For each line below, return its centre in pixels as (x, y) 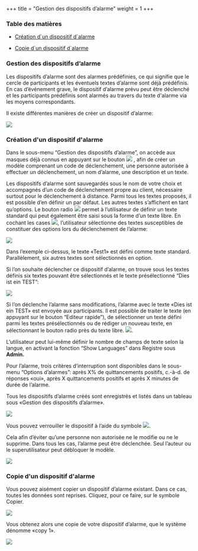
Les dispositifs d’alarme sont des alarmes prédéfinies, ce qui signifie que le (98, 76)
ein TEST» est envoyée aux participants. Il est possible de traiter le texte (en (98, 311)
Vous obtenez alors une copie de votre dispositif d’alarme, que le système (96, 524)
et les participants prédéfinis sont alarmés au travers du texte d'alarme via (97, 95)
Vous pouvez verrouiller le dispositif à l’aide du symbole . (78, 426)
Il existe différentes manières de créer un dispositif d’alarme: (80, 113)
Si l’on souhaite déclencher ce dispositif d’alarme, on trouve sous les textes (98, 269)
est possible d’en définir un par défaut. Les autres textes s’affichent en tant (97, 202)
